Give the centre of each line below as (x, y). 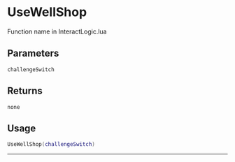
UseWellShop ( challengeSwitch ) (51, 145)
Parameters (33, 53)
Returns (25, 91)
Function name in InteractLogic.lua (57, 31)
